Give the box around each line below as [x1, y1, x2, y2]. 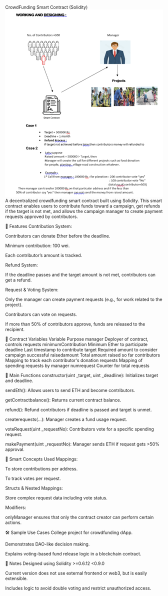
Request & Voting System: [5, 287, 59, 293]
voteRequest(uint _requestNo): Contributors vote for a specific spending [5, 426, 154, 432]
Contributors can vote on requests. [5, 311, 77, 317]
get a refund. [5, 277, 32, 283]
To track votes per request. [5, 475, 61, 481]
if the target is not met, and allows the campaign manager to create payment [5, 208, 163, 214]
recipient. [5, 326, 25, 332]
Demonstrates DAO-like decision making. [5, 541, 90, 547]
